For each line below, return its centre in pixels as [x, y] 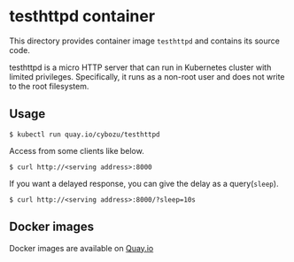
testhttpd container [82, 16]
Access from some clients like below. [77, 150]
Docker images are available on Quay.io [81, 248]
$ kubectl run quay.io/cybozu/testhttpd [85, 135]
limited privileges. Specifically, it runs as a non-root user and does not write [147, 76]
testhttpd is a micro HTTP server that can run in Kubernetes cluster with [140, 67]
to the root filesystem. [49, 86]
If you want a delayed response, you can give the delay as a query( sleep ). [144, 183]
